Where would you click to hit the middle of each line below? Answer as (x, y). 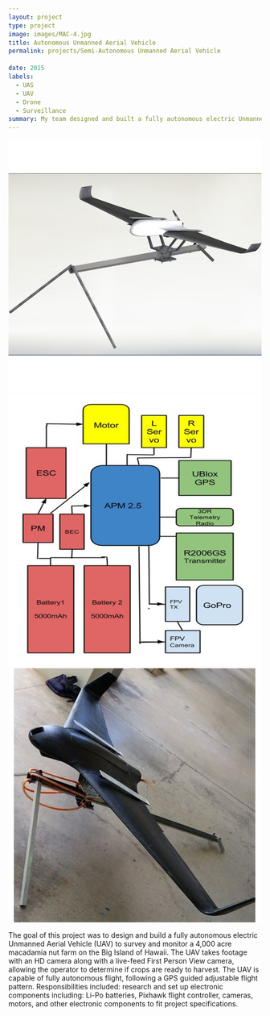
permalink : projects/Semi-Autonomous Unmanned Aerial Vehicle (115, 51)
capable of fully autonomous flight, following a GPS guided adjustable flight (133, 978)
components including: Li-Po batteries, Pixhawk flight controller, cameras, (131, 995)
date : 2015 (27, 69)
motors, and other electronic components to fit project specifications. (123, 1003)
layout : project (35, 17)
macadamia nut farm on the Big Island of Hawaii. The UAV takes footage (128, 952)
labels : (21, 77)
